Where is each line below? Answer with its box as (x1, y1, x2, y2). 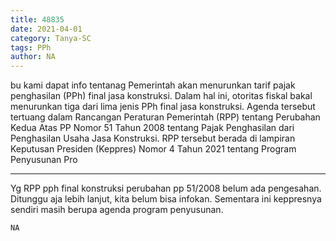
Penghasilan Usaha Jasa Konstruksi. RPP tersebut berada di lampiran (10, 132, 296, 145)
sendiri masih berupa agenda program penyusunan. (10, 204, 224, 216)
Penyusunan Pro (10, 154, 78, 166)
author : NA (10, 52, 56, 62)
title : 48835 (10, 14, 65, 25)
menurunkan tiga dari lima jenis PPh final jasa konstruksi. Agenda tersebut (10, 101, 316, 113)
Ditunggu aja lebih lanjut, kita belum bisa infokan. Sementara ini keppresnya (10, 193, 322, 205)
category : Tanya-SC (10, 33, 92, 43)
